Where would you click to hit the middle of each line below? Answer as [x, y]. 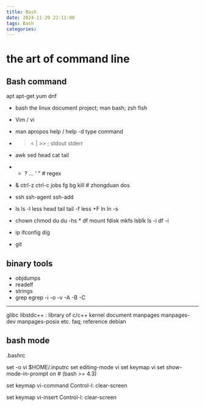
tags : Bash [20, 23]
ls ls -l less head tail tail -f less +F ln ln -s [67, 209]
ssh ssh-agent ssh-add [45, 197]
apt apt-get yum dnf [31, 96]
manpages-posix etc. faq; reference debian [72, 322]
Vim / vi [25, 120]
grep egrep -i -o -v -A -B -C [50, 298]
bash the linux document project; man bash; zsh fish [81, 108]
